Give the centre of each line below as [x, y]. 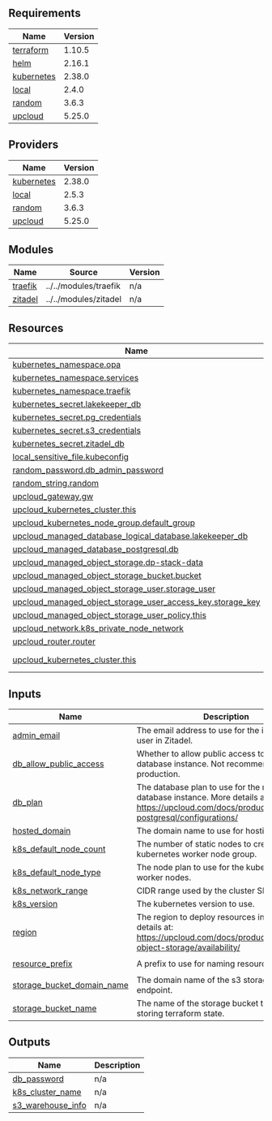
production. [158, 774]
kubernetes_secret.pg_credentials [77, 417]
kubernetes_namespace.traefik [72, 391]
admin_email [36, 735]
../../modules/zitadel [84, 300]
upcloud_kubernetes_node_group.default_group [104, 523]
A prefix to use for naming [186, 964]
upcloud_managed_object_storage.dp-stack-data [108, 563]
